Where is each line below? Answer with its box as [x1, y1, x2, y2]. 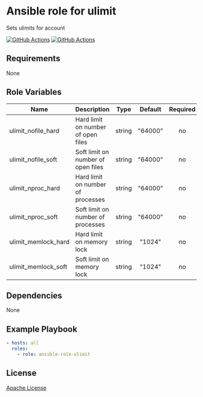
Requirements [6, 53, 60, 64]
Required [169, 105, 196, 113]
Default [140, 105, 161, 113]
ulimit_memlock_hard [9, 237, 69, 246]
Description [75, 105, 110, 113]
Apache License [6, 384, 47, 391]
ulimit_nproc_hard [9, 184, 60, 192]
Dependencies [6, 290, 62, 300]
